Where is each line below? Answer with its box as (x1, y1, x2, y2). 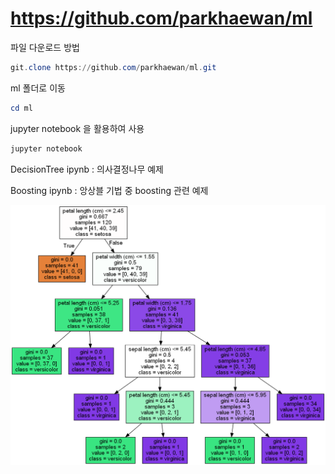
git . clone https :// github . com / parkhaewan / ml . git (10, 62, 217, 72)
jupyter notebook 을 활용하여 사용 (10, 122, 145, 134)
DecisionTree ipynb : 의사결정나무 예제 (10, 163, 164, 175)
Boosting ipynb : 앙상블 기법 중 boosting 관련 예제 (10, 184, 209, 196)
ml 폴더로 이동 (10, 82, 66, 94)
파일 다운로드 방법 (10, 41, 80, 53)
